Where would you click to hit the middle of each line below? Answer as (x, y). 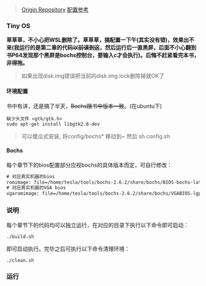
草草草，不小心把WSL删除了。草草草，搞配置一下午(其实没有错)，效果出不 (101, 40)
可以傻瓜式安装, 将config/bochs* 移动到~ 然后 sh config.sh (96, 136)
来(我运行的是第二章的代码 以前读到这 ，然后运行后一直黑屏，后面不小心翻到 (101, 48)
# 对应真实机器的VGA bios (36, 188)
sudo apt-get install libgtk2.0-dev (53, 124)
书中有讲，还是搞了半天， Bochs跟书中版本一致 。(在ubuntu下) (84, 106)
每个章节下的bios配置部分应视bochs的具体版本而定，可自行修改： (90, 165)
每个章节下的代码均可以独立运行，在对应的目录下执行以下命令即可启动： (97, 225)
